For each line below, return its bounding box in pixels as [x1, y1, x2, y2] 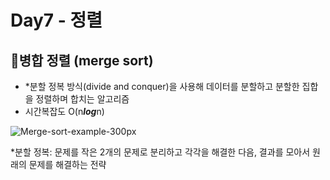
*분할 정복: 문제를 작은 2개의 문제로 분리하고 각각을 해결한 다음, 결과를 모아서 [10, 146, 311, 158]
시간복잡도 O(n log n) [24, 106, 105, 117]
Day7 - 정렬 [10, 9, 103, 32]
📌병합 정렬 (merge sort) [10, 52, 154, 69]
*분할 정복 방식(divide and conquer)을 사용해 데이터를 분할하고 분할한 [24, 81, 300, 92]
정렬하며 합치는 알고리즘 [35, 93, 130, 105]
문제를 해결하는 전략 [28, 159, 107, 170]
